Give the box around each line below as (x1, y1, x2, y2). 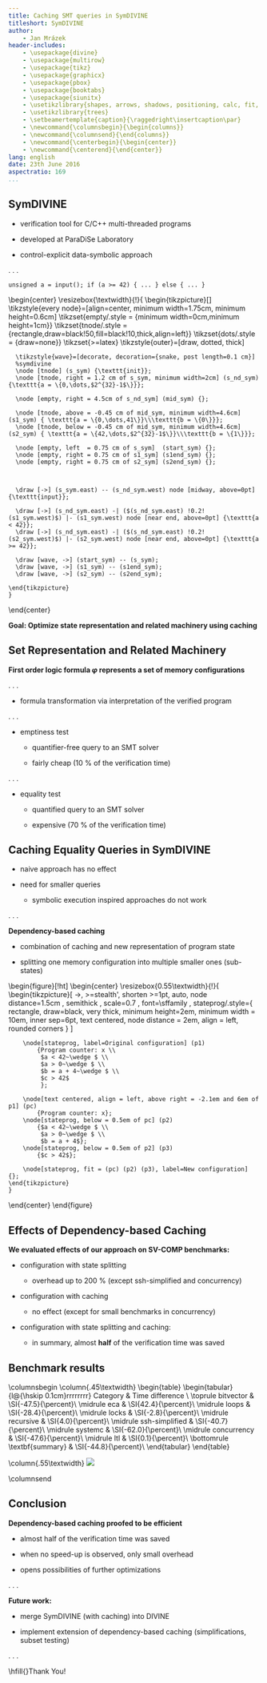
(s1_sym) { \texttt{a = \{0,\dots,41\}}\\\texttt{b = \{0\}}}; (8, 415, 224, 424)
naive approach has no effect (19, 864, 118, 874)
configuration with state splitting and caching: (19, 1322, 171, 1332)
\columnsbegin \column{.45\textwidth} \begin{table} (8, 1382, 181, 1392)
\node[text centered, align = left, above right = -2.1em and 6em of (22, 1096, 260, 1104)
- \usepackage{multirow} (22, 57, 106, 65)
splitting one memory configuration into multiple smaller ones (19, 957, 222, 967)
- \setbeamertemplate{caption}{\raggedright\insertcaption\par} (22, 116, 241, 124)
